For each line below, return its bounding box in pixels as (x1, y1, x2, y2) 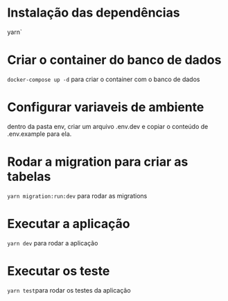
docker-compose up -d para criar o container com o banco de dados (7, 75, 200, 83)
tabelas (7, 169, 51, 184)
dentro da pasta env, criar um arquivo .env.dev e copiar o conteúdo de (7, 122, 209, 130)
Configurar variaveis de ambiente (7, 99, 204, 115)
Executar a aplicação (7, 216, 130, 232)
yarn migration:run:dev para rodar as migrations (7, 191, 148, 200)
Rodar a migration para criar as (7, 154, 188, 169)
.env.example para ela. (7, 130, 72, 138)
